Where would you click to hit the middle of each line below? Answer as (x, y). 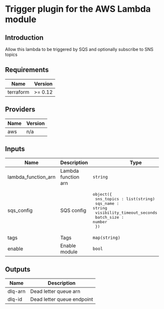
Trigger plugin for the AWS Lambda (78, 9)
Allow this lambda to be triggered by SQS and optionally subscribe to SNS (79, 49)
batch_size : (110, 218)
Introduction (24, 38)
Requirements (27, 70)
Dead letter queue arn (55, 291)
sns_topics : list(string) (125, 199)
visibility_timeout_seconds (126, 213)
